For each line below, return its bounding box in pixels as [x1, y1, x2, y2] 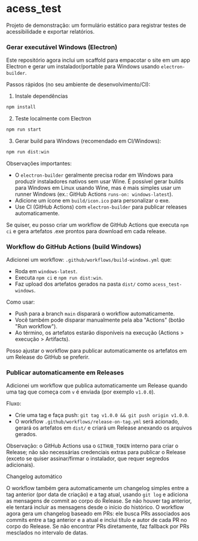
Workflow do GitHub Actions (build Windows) [6, 242, 142, 250]
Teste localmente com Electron [14, 115, 92, 122]
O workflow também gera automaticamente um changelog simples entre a [6, 485, 189, 492]
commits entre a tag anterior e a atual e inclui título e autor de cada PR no [6, 516, 187, 524]
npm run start [6, 126, 42, 133]
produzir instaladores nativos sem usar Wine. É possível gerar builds [14, 177, 184, 185]
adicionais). [6, 461, 35, 469]
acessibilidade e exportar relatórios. [6, 28, 95, 35]
